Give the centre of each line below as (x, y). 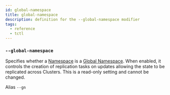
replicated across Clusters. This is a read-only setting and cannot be (77, 72)
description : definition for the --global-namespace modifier (73, 19)
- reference (23, 29)
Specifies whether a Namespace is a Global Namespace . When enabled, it (83, 61)
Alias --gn (16, 87)
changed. (15, 77)
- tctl (17, 34)
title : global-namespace (32, 15)
